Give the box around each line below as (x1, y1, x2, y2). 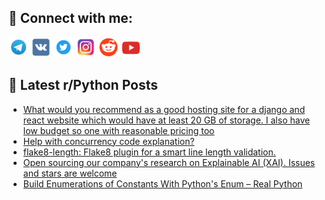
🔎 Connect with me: (8, 10, 133, 27)
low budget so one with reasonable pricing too (22, 124, 215, 136)
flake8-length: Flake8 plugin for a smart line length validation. (22, 146, 276, 158)
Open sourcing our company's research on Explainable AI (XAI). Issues (22, 156, 316, 168)
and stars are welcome (22, 167, 118, 179)
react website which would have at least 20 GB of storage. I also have (22, 114, 311, 126)
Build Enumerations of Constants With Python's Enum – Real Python (22, 177, 303, 190)
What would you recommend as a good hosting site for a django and (22, 103, 306, 115)
